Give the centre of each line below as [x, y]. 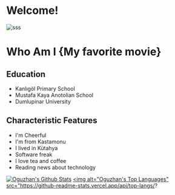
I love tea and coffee [41, 160]
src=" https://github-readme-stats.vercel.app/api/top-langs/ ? [82, 185]
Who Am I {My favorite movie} [84, 52]
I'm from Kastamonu [41, 141]
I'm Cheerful [31, 135]
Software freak [34, 154]
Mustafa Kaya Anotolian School [54, 95]
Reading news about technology [55, 167]
